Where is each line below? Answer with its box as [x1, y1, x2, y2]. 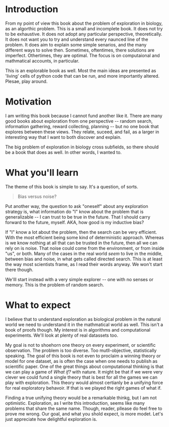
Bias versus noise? [17, 193, 57, 199]
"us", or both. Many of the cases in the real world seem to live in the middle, [5, 250, 163, 256]
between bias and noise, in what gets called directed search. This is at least [5, 256, 163, 262]
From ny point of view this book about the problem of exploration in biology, [5, 20, 163, 26]
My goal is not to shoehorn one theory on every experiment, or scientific [5, 342, 156, 348]
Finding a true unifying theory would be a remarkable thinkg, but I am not [5, 395, 157, 401]
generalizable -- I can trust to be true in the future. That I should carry [5, 213, 150, 220]
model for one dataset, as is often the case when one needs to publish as [5, 358, 158, 364]
